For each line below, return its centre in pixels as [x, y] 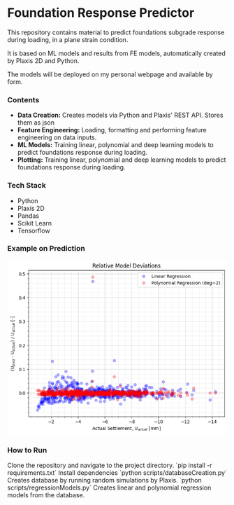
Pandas [28, 216]
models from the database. [46, 495]
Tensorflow [34, 230]
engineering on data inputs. [57, 137]
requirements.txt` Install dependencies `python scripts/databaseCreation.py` [117, 473]
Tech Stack [27, 186]
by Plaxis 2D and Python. [43, 60]
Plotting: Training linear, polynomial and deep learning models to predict [122, 160]
